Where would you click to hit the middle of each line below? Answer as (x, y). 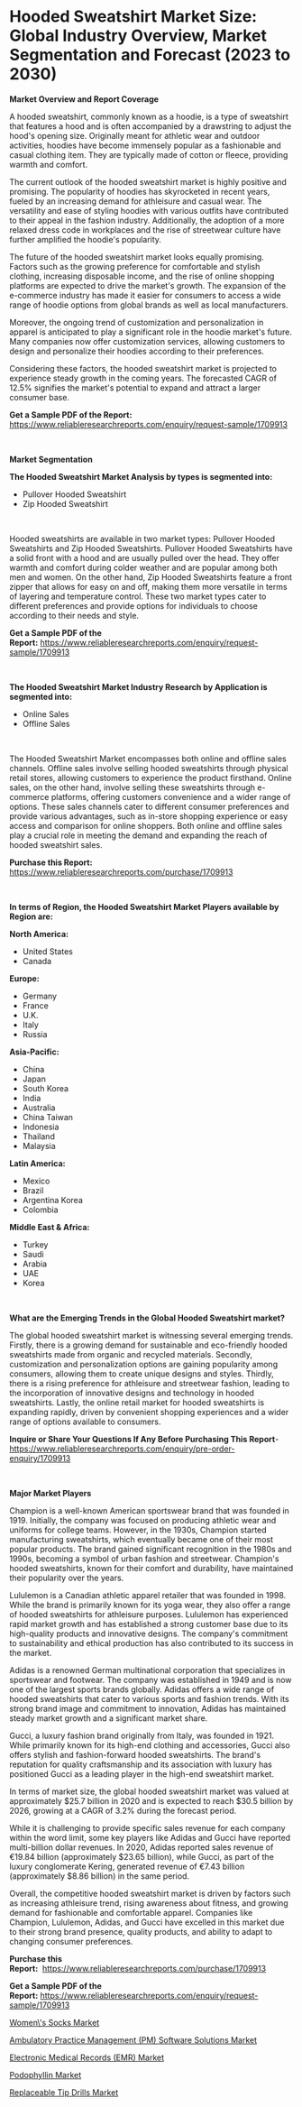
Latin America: (37, 1163)
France (36, 1005)
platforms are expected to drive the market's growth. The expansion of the (148, 285)
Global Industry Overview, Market (138, 36)
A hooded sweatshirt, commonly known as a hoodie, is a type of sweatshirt (149, 116)
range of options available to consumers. (85, 1422)
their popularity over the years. (67, 1578)
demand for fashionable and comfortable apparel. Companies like (131, 1912)
